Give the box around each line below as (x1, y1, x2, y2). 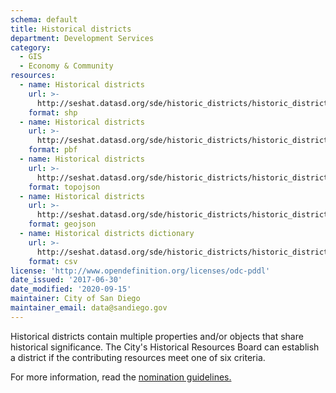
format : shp (28, 107, 78, 118)
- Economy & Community (19, 61, 114, 71)
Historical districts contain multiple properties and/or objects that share (10, 330, 304, 342)
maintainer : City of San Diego (10, 294, 141, 304)
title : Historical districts (10, 24, 132, 34)
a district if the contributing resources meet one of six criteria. (10, 351, 266, 363)
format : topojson (28, 182, 101, 192)
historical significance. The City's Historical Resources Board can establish (10, 341, 320, 353)
